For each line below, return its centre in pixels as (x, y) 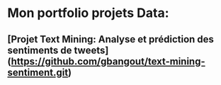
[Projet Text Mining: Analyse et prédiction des (111, 39)
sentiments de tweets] (58, 50)
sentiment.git (38, 72)
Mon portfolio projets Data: (88, 13)
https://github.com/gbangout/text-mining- (108, 61)
